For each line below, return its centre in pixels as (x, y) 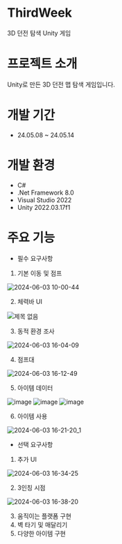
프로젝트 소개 (42, 64)
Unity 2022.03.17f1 (44, 207)
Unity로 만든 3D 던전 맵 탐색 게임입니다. (61, 84)
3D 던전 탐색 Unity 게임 (39, 33)
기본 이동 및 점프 (40, 273)
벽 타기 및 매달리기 (42, 524)
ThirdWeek (40, 13)
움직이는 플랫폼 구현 (44, 516)
